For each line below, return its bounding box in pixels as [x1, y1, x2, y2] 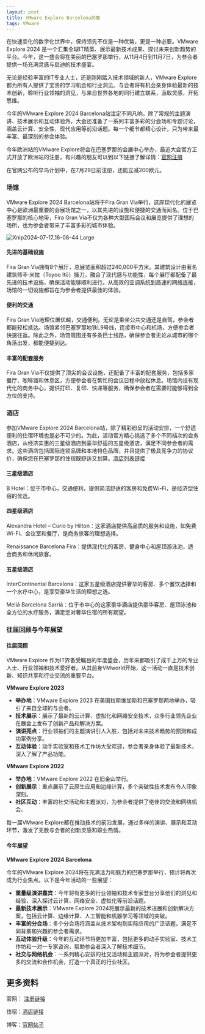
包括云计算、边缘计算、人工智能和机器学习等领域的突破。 [26, 912, 171, 919]
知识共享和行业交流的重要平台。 [16, 672, 98, 679]
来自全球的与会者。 [26, 704, 74, 712]
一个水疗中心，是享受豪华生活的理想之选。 [6, 588, 113, 595]
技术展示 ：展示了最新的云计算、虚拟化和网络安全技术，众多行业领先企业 [15, 712, 197, 720]
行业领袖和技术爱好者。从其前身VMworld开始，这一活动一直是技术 [22, 664, 190, 671]
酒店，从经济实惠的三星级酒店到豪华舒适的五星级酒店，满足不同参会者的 [6, 439, 188, 447]
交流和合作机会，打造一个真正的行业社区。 [26, 958, 133, 965]
